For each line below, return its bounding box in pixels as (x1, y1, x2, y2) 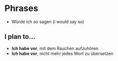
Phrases (4, 3, 38, 14)
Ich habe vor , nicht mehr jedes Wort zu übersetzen (11, 50, 114, 56)
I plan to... (4, 33, 36, 41)
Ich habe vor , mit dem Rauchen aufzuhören (11, 45, 99, 51)
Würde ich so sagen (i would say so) (11, 19, 84, 24)
